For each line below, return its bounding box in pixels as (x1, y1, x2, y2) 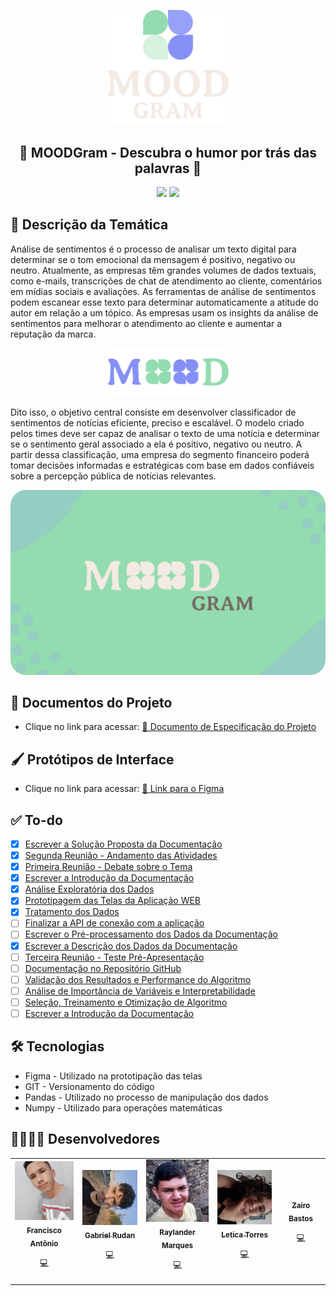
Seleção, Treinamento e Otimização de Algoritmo (24, 996, 228, 1008)
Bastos (288, 1213, 314, 1224)
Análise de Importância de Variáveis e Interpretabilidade (24, 985, 256, 997)
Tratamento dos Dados (24, 906, 120, 918)
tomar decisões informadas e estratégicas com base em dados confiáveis (10, 460, 315, 472)
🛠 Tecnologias (10, 1038, 105, 1055)
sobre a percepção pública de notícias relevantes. (10, 470, 217, 482)
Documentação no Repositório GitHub (24, 962, 182, 974)
